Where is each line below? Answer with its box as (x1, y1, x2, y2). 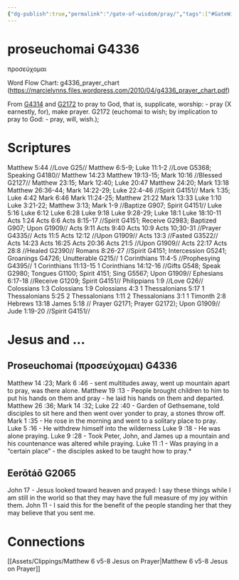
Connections (7, 534, 85, 549)
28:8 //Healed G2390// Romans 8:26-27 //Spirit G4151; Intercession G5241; (7, 246, 227, 254)
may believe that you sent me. (7, 509, 96, 517)
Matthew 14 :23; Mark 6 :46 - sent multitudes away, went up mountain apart (7, 378, 230, 387)
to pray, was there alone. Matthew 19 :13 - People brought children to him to (7, 386, 230, 394)
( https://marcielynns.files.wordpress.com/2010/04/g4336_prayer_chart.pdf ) (7, 86, 230, 95)
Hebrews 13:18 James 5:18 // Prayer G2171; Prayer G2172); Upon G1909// (7, 299, 221, 308)
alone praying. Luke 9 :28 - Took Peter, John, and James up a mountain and (7, 431, 230, 440)
